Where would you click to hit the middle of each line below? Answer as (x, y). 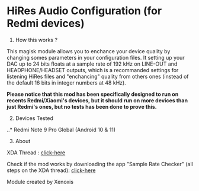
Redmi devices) (46, 23)
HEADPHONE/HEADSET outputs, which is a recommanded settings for (93, 70)
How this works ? (36, 40)
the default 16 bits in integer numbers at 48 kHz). (66, 82)
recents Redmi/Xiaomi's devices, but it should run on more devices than (97, 100)
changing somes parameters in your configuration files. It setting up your (96, 57)
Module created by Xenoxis (40, 182)
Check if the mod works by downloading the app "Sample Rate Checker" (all (100, 164)
